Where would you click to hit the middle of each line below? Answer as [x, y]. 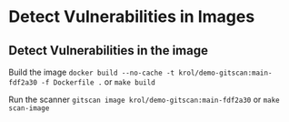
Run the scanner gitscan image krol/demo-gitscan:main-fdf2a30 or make [144, 99]
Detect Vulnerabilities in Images [132, 17]
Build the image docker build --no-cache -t [92, 72]
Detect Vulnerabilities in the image [108, 51]
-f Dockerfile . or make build [98, 82]
